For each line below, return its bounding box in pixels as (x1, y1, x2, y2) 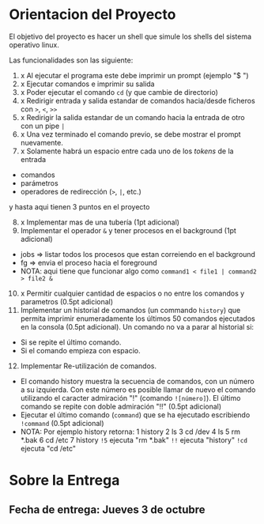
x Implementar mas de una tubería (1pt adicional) (20, 217, 180, 227)
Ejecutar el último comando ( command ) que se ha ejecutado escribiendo (20, 409, 251, 420)
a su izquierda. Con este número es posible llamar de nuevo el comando (20, 385, 256, 394)
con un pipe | (20, 121, 66, 130)
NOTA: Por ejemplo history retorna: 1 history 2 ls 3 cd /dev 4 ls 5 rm (20, 427, 240, 436)
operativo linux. (9, 40, 60, 49)
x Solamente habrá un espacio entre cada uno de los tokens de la (20, 146, 234, 156)
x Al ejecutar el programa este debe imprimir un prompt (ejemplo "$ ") (20, 70, 249, 80)
